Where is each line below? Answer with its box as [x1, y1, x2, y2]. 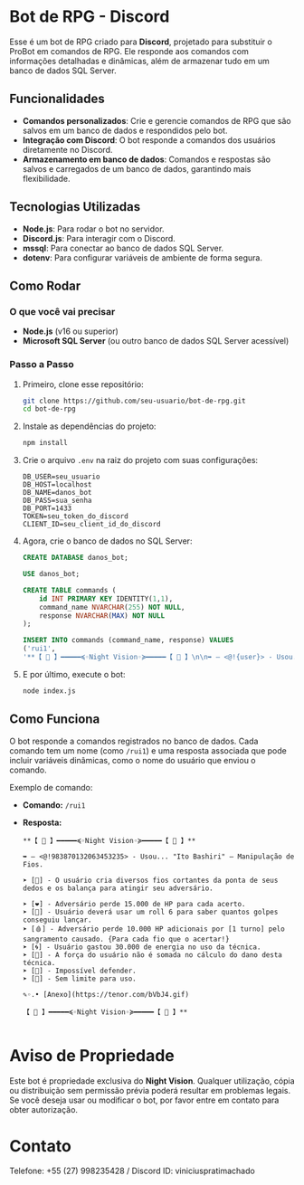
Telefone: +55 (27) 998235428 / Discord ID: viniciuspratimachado [9, 1165, 255, 1177]
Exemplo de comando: [9, 782, 93, 792]
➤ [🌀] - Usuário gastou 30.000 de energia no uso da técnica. [22, 943, 261, 952]
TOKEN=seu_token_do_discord [22, 512, 128, 521]
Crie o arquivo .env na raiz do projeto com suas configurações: [22, 455, 259, 466]
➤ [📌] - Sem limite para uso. [22, 974, 138, 983]
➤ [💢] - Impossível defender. [22, 966, 138, 975]
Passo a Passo [9, 358, 74, 371]
